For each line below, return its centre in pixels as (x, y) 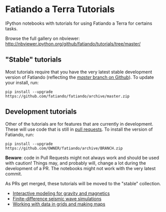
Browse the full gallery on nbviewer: (43, 38)
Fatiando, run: (20, 134)
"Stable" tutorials (34, 60)
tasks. (12, 28)
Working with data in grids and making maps (59, 204)
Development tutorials (41, 112)
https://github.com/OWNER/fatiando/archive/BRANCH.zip (64, 148)
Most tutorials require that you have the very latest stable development (79, 72)
